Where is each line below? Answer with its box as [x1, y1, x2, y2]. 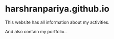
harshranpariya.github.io [5, 3, 110, 14]
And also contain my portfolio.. [5, 28, 67, 34]
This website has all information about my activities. [5, 19, 110, 25]
